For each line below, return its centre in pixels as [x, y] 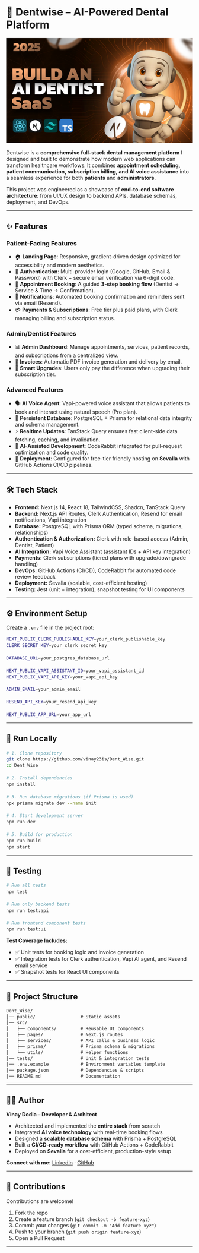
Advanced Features [35, 390]
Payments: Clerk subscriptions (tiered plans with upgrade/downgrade [100, 557]
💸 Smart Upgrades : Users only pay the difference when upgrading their [102, 368]
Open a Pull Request [40, 1238]
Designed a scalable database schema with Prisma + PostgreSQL [96, 1138]
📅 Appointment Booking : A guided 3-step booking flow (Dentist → [97, 284]
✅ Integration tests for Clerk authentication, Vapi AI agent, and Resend [101, 959]
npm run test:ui [26, 929]
